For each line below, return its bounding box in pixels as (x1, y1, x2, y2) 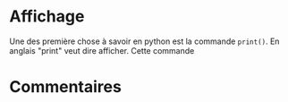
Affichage (9, 6, 85, 27)
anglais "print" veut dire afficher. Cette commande (9, 45, 195, 55)
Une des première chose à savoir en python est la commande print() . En (9, 36, 280, 47)
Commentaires (9, 77, 123, 98)
